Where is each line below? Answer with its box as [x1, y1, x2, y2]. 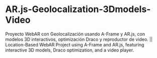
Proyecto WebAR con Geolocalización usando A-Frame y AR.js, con [5, 31, 145, 37]
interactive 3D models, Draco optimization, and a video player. [5, 47, 134, 53]
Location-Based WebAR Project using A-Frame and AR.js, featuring [5, 41, 144, 47]
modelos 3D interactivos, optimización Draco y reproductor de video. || [5, 36, 152, 42]
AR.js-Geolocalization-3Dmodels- [5, 4, 151, 15]
